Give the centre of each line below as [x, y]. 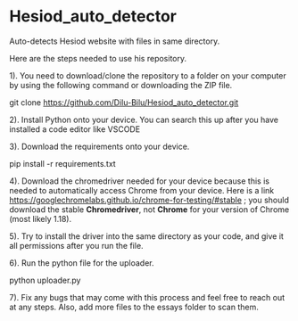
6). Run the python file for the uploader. [82, 263]
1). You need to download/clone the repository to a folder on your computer [148, 75]
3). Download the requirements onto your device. [99, 146]
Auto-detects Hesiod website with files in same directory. [115, 41]
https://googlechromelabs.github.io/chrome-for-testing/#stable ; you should [149, 200]
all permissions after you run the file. [77, 245]
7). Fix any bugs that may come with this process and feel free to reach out [147, 297]
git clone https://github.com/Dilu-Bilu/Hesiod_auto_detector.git [124, 102]
